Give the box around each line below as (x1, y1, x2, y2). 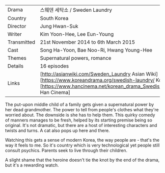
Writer (7, 31, 22, 37)
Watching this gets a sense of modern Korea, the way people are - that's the (5, 137, 160, 143)
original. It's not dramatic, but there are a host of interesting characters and (5, 123, 157, 128)
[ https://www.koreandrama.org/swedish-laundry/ (40, 77, 155, 83)
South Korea (40, 15, 69, 22)
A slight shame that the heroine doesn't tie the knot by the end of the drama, (5, 157, 160, 163)
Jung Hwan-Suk (40, 23, 79, 29)
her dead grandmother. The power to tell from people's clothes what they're (5, 107, 159, 112)
